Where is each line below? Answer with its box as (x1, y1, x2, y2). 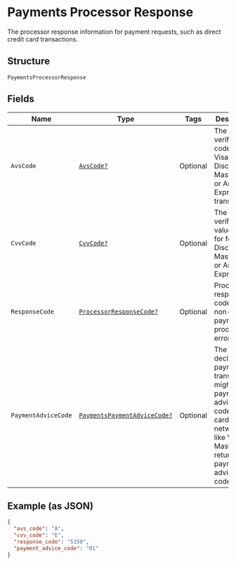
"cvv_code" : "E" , (13, 532, 65, 539)
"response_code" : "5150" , (13, 538, 90, 545)
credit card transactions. (7, 34, 79, 43)
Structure (7, 56, 51, 67)
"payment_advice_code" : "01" (13, 545, 99, 552)
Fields (7, 93, 35, 105)
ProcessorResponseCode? (79, 307, 159, 316)
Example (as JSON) (7, 500, 93, 512)
